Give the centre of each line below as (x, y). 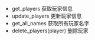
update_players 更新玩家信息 (47, 16)
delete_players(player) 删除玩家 (50, 31)
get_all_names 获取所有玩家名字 (50, 23)
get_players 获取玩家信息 (42, 9)
